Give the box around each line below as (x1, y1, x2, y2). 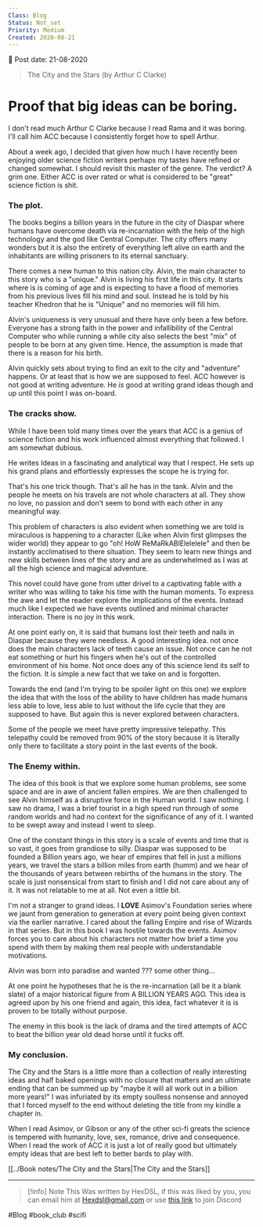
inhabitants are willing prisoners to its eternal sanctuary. (8, 251, 189, 261)
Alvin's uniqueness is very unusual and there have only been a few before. (8, 315, 249, 324)
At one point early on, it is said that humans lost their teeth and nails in (8, 627, 235, 637)
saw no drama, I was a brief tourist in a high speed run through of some (8, 804, 240, 813)
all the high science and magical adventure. (8, 563, 149, 573)
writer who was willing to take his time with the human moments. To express (8, 586, 254, 597)
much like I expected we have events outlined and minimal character (8, 604, 229, 613)
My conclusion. (8, 1050, 69, 1060)
